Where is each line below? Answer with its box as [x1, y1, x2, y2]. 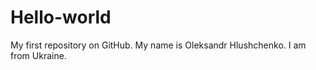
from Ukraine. [10, 49, 67, 61]
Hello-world [10, 6, 112, 29]
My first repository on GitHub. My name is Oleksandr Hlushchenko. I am [10, 39, 307, 51]
